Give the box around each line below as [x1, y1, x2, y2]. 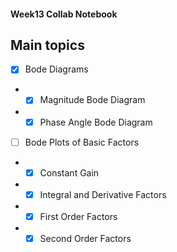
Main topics [10, 36, 85, 54]
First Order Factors [39, 210, 118, 222]
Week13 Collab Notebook [10, 8, 118, 20]
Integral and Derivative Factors [39, 188, 167, 200]
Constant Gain [39, 166, 100, 179]
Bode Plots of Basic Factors [24, 136, 140, 148]
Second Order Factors [39, 232, 132, 244]
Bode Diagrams [24, 63, 89, 75]
